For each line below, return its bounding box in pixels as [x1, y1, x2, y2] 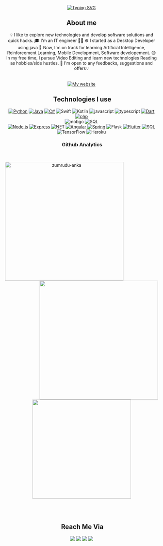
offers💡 [74, 65, 89, 71]
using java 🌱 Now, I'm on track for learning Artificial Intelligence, [17, 44, 146, 50]
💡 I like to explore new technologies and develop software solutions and [9, 32, 154, 38]
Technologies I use [53, 95, 112, 104]
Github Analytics [62, 141, 103, 148]
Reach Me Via [61, 523, 104, 531]
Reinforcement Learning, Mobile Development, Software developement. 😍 [7, 50, 156, 56]
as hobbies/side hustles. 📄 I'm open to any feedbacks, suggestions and [10, 60, 153, 66]
